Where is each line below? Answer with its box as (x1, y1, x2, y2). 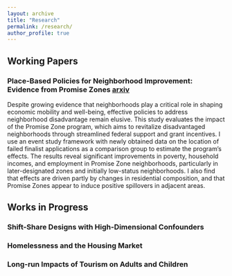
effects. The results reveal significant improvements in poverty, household (7, 152, 219, 160)
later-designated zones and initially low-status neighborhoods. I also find (7, 166, 215, 175)
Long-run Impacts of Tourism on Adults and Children (7, 259, 188, 269)
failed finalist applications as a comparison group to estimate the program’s (7, 144, 222, 153)
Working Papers (7, 55, 78, 67)
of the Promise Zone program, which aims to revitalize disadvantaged (7, 122, 206, 130)
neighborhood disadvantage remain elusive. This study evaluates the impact (7, 115, 225, 123)
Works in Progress (7, 202, 89, 214)
